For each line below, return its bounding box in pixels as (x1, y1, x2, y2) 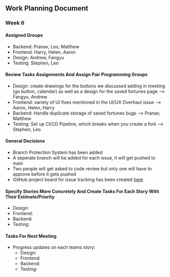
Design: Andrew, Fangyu (12, 54, 65, 60)
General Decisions (5, 138, 45, 144)
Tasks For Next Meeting (5, 233, 57, 239)
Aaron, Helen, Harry (12, 104, 55, 110)
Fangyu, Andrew (12, 94, 47, 100)
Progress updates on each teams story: (12, 244, 96, 250)
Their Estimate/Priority (5, 194, 55, 200)
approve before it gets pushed (12, 171, 76, 177)
